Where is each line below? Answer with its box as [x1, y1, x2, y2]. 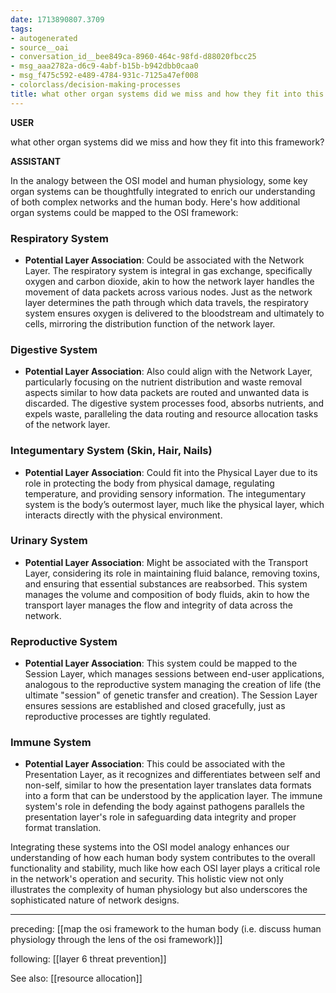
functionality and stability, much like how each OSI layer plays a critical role [10, 862, 321, 875]
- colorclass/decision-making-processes [10, 80, 182, 90]
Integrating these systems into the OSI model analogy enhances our [10, 841, 290, 853]
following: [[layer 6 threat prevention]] [10, 953, 167, 965]
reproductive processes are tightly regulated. [24, 711, 212, 723]
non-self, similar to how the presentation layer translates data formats [24, 779, 312, 791]
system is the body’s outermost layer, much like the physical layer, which [24, 498, 325, 510]
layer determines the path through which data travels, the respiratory [24, 296, 309, 308]
